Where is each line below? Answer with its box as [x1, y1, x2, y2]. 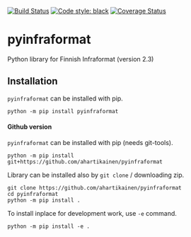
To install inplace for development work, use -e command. [7, 209, 177, 217]
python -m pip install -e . [7, 223, 91, 230]
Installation [7, 75, 58, 88]
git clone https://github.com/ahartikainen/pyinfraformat [7, 184, 182, 191]
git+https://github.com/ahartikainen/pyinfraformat [7, 158, 163, 166]
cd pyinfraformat [7, 190, 59, 197]
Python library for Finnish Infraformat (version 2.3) [7, 54, 154, 63]
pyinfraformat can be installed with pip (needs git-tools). [7, 138, 173, 146]
